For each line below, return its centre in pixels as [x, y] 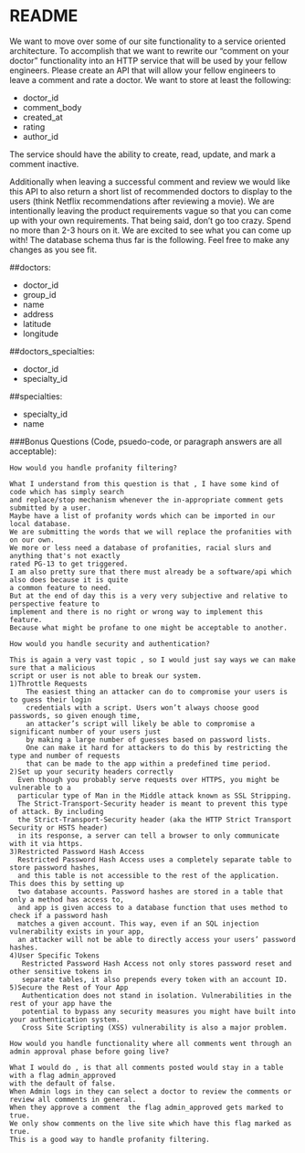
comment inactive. [44, 164]
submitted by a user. [51, 508]
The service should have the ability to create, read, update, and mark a [142, 154]
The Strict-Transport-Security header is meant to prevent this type [152, 804]
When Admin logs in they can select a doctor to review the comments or [151, 1091]
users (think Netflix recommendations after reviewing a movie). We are [142, 201]
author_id [41, 136]
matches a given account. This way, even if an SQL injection [138, 924]
